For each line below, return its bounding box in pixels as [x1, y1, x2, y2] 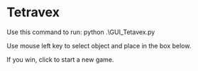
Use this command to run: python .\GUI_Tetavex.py [6, 28, 155, 36]
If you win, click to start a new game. [6, 55, 114, 64]
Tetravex [6, 4, 60, 21]
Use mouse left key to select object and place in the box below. [6, 41, 192, 50]
